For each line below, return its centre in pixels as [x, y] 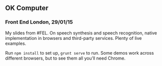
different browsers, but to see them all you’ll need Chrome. [65, 58]
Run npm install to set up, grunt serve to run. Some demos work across [80, 53]
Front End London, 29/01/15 [39, 22]
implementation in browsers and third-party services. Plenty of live [74, 38]
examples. [16, 43]
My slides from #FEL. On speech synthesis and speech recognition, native [81, 33]
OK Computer [27, 8]
